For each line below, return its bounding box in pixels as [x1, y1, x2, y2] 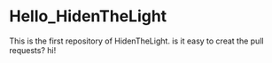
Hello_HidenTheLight [9, 6, 167, 27]
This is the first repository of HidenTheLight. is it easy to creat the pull [9, 35, 264, 46]
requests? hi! [9, 44, 57, 55]
